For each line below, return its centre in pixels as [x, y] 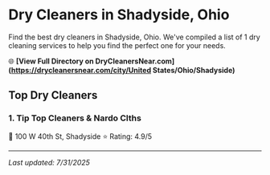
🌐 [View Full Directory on [51, 61]
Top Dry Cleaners [53, 95]
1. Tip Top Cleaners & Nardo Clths [75, 118]
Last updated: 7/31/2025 [49, 162]
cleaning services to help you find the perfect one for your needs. [117, 45]
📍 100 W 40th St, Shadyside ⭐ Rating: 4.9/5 [80, 136]
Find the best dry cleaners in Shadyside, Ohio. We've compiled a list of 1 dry [135, 37]
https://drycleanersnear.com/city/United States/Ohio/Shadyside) [123, 70]
